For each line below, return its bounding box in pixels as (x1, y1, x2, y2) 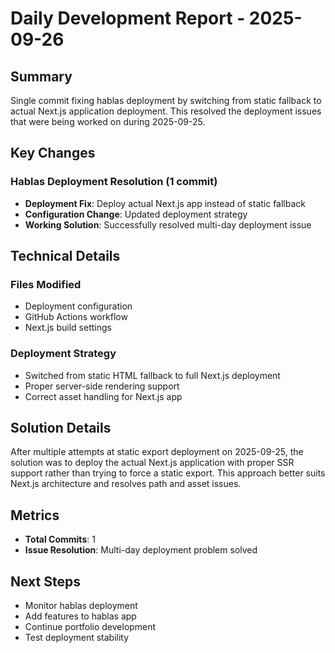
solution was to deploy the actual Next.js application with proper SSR (10, 457, 295, 469)
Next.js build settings (24, 322, 112, 334)
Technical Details (10, 248, 121, 265)
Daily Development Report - (10, 7, 246, 30)
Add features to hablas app (24, 610, 137, 622)
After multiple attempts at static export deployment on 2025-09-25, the (10, 446, 304, 458)
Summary (10, 68, 73, 85)
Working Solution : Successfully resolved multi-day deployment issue (24, 218, 312, 231)
